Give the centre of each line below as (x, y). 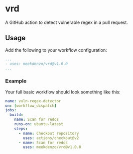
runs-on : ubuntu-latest (39, 124)
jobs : (11, 110)
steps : (21, 129)
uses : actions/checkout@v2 (51, 138)
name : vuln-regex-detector (33, 101)
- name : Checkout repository (49, 133)
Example (16, 81)
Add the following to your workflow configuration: (56, 50)
